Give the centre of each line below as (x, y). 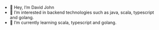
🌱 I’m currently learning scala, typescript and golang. (63, 22)
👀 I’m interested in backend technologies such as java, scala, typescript (82, 12)
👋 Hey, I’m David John (32, 7)
